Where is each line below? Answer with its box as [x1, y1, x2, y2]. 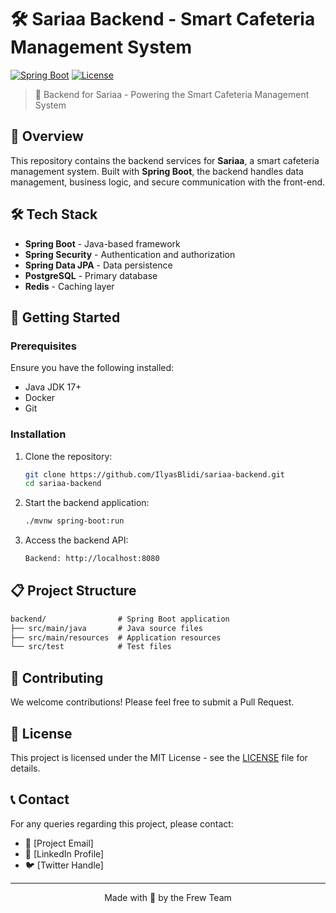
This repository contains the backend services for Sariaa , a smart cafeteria [10, 154, 320, 166]
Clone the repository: [24, 450, 113, 462]
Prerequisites [10, 339, 77, 353]
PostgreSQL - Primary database [24, 269, 158, 281]
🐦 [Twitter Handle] [24, 859, 104, 871]
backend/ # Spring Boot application [10, 614, 230, 624]
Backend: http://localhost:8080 [24, 554, 160, 564]
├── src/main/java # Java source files [10, 623, 203, 633]
